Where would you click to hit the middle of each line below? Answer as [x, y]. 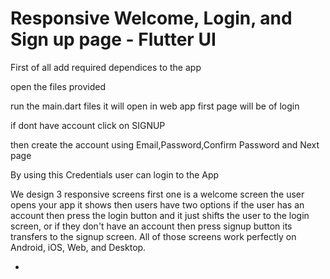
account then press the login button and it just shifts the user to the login [160, 215]
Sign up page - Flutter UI [113, 39]
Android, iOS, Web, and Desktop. [78, 247]
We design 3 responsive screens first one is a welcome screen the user [157, 194]
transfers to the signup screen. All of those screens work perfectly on [153, 236]
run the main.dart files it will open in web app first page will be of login [155, 106]
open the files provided [58, 86]
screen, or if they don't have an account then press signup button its [151, 226]
